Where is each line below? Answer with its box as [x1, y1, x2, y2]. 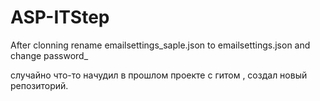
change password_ [10, 49, 89, 61]
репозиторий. [10, 79, 69, 91]
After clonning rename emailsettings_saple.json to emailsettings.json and [10, 39, 311, 51]
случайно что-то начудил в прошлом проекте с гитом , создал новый [10, 69, 308, 81]
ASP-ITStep [10, 6, 110, 29]
